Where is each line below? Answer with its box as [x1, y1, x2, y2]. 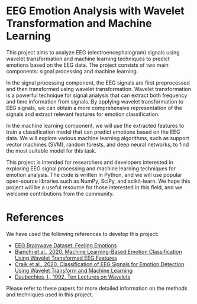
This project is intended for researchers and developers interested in [6, 159, 173, 166]
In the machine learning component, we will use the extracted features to [6, 122, 185, 129]
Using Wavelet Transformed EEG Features [14, 254, 117, 261]
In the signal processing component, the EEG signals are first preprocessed [6, 79, 190, 86]
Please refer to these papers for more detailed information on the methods [6, 284, 188, 292]
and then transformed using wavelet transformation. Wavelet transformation [6, 85, 191, 92]
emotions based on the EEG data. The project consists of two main [6, 61, 169, 69]
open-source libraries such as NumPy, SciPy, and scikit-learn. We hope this [6, 177, 190, 185]
